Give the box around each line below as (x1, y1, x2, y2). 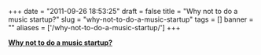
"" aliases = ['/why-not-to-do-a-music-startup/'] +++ (8, 23, 181, 32)
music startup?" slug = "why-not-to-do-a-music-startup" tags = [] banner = (8, 15, 254, 24)
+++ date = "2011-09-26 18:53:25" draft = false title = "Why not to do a (8, 7, 238, 15)
